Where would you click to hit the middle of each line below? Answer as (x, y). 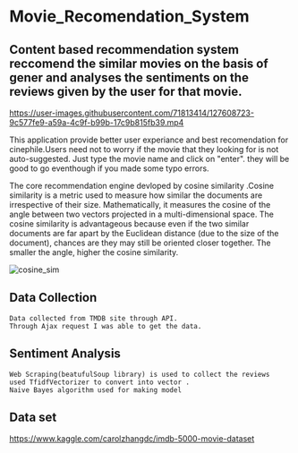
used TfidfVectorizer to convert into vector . (100, 382)
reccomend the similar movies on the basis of (139, 63)
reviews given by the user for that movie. (126, 91)
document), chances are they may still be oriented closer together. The (140, 243)
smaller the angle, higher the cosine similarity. (94, 252)
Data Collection (53, 298)
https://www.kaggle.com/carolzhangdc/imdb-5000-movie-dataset (132, 439)
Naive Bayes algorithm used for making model (95, 390)
